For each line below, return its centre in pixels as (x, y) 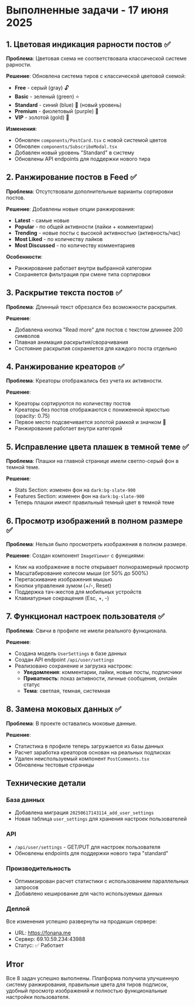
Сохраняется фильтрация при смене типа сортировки (82, 274)
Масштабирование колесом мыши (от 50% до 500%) (81, 573)
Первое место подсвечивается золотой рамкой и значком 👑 (90, 422)
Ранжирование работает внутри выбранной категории (83, 268)
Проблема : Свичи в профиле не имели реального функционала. (87, 631)
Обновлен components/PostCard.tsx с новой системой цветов (90, 140)
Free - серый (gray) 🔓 (42, 88)
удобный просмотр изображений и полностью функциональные (87, 991)
